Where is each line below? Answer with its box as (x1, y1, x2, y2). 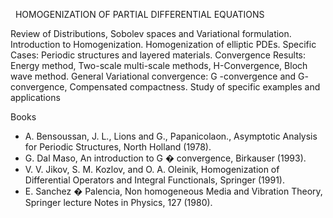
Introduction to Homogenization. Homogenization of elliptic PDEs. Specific (10, 39, 317, 50)
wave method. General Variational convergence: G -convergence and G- (10, 70, 309, 82)
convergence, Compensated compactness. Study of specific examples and (10, 81, 321, 93)
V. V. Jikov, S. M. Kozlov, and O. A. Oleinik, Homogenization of (24, 164, 280, 175)
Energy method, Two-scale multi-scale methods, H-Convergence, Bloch (10, 60, 308, 71)
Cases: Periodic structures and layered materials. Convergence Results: (10, 49, 307, 61)
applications (10, 92, 61, 103)
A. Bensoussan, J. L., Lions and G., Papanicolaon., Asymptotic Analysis (24, 130, 318, 142)
